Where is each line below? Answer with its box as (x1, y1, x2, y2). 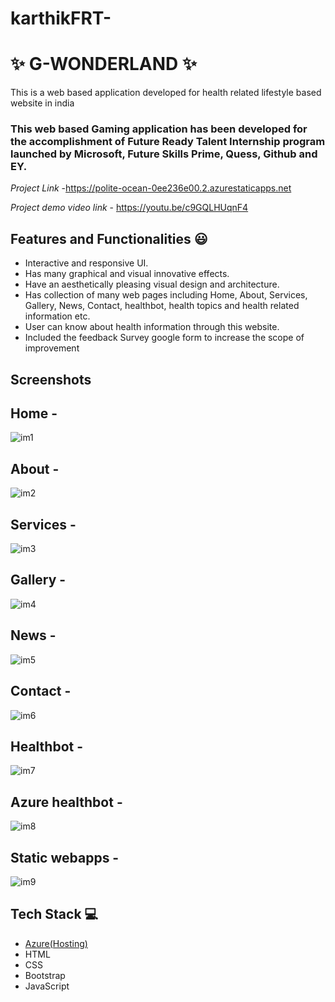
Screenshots (10, 371, 92, 388)
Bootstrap (24, 969, 66, 981)
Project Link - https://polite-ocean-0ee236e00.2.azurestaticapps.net (10, 182, 292, 194)
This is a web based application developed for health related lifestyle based (10, 87, 322, 99)
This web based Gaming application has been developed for (10, 122, 308, 136)
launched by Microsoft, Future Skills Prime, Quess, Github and (10, 147, 318, 161)
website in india (10, 97, 75, 109)
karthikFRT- (10, 7, 112, 30)
